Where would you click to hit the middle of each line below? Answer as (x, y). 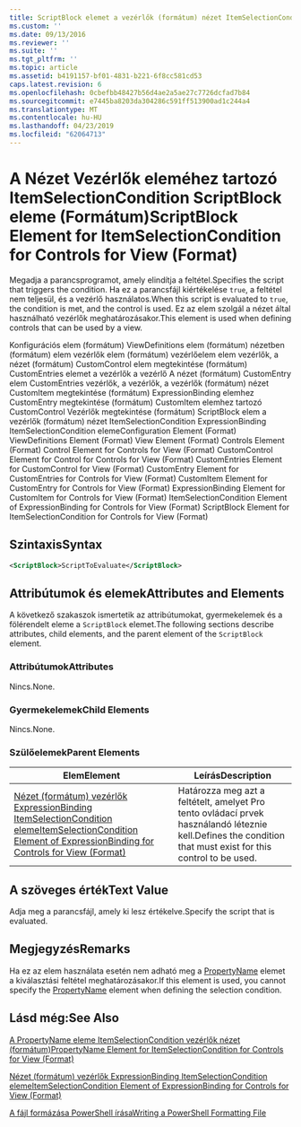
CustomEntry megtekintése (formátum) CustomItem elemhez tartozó (136, 402)
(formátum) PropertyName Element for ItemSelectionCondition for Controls (146, 1049)
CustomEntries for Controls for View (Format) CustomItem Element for (139, 478)
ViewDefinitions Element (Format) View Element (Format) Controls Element (147, 440)
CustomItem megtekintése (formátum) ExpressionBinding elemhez (132, 392)
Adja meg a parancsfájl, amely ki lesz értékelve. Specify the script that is (142, 912)
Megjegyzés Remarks (70, 949)
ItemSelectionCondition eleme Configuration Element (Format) (123, 431)
